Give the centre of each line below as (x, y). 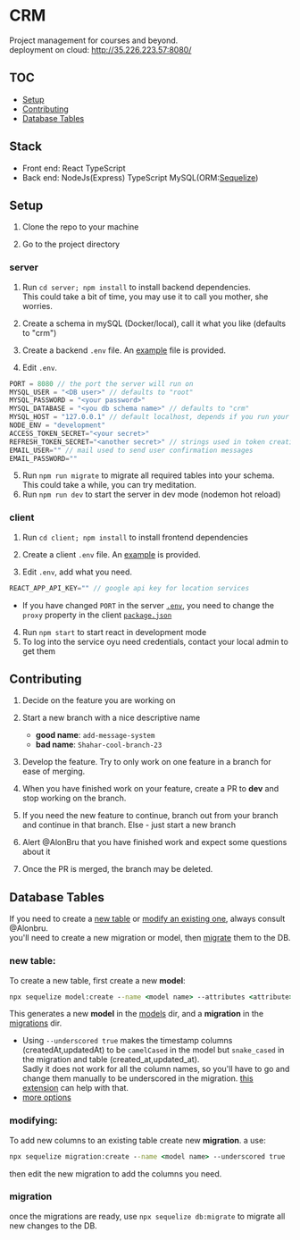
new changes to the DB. (54, 1226)
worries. (37, 306)
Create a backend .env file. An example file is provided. (124, 350)
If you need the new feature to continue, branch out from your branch (150, 816)
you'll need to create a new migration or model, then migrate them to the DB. (150, 938)
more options (46, 1098)
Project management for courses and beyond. (94, 40)
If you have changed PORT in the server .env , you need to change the (148, 605)
